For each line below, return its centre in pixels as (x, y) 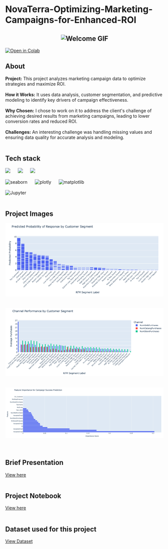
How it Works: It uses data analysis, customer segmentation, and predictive (84, 95)
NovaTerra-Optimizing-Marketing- (79, 9)
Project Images (29, 214)
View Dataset (19, 541)
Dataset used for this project (51, 529)
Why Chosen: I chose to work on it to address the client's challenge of (78, 110)
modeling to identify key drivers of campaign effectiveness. (67, 100)
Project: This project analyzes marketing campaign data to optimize (75, 79)
